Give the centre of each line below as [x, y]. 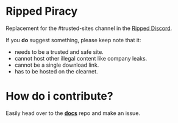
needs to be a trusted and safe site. [59, 52]
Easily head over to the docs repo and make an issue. [73, 113]
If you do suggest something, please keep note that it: [73, 40]
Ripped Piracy [42, 11]
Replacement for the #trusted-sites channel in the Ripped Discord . [89, 28]
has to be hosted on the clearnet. [56, 71]
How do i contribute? [59, 96]
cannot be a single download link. [57, 65]
